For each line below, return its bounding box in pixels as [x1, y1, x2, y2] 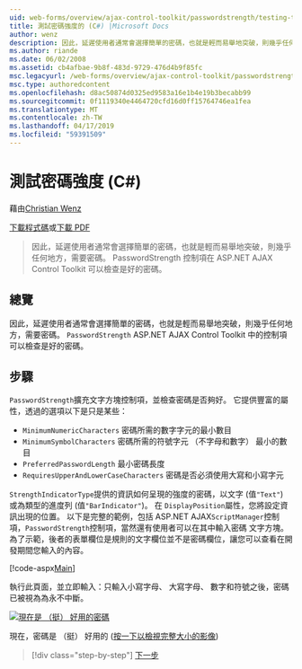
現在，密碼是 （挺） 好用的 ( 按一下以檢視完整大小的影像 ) [9, 630, 219, 642]
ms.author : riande [9, 47, 78, 56]
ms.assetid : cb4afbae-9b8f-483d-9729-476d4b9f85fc [9, 64, 203, 73]
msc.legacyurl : [9, 72, 67, 81]
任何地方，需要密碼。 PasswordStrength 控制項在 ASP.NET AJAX [31, 252, 273, 263]
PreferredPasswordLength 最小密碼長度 [22, 459, 165, 470]
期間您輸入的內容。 [16, 545, 88, 556]
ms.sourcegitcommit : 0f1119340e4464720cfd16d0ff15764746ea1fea [9, 96, 252, 106]
